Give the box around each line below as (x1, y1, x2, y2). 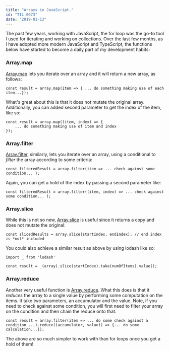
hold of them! (6, 341, 34, 347)
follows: (6, 76, 22, 82)
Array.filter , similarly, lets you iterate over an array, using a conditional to (6, 151, 156, 157)
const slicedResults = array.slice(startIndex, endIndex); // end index (6, 232, 162, 237)
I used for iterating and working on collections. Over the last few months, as (6, 36, 163, 42)
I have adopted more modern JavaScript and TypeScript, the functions (6, 41, 152, 47)
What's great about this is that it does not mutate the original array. (6, 99, 145, 105)
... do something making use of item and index (15, 124, 117, 129)
